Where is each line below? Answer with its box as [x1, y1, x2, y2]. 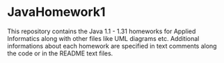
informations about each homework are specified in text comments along [7, 42, 217, 50]
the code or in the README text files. [7, 49, 113, 57]
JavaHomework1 [7, 4, 106, 20]
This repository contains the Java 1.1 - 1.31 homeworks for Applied [7, 27, 196, 35]
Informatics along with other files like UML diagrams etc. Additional [7, 34, 200, 42]
